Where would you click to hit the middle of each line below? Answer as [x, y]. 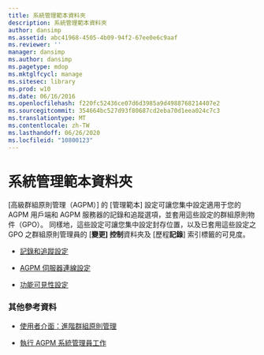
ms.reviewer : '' [35, 45]
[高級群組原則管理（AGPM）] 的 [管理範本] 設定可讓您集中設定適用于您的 [125, 205]
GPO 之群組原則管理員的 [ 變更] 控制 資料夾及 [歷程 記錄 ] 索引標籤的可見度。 [129, 234]
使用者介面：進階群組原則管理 [68, 326]
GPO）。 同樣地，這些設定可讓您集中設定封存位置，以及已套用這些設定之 [139, 225]
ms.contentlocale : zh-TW [49, 125]
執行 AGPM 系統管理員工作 [63, 342]
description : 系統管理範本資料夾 [58, 23]
